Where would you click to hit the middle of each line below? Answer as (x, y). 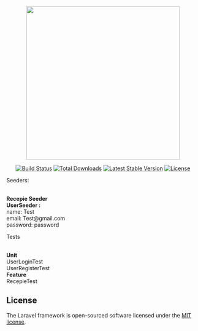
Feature (16, 275)
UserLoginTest (25, 262)
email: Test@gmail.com (36, 218)
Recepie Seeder (27, 199)
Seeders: (18, 180)
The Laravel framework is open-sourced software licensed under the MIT (99, 315)
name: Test (21, 212)
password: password (33, 225)
